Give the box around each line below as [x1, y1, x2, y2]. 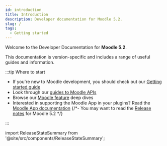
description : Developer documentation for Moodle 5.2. [5, 16, 123, 21]
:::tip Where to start [5, 69, 45, 75]
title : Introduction [5, 12, 49, 17]
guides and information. [5, 59, 55, 65]
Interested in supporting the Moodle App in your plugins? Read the [12, 100, 150, 105]
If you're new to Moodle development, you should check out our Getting [12, 78, 162, 84]
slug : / [5, 21, 22, 26]
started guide [12, 84, 41, 90]
